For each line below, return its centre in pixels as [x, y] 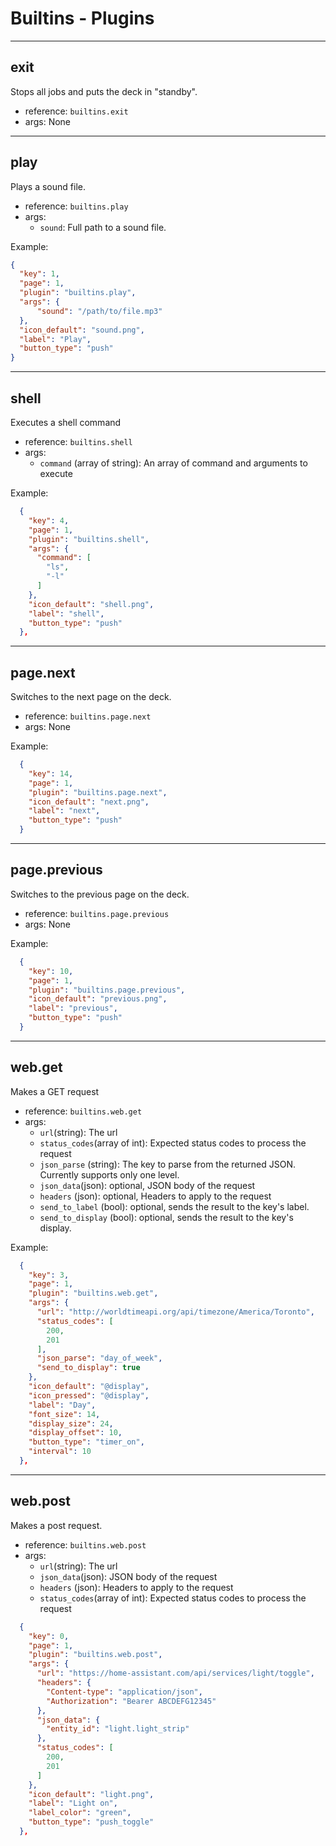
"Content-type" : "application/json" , [124, 1692]
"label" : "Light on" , [73, 1803]
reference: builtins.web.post [85, 1544]
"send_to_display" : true [88, 1368]
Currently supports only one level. [109, 1174]
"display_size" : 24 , [71, 1423]
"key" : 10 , [51, 971]
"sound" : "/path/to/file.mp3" [99, 311]
